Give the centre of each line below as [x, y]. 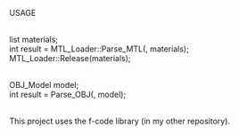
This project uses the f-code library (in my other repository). [119, 121]
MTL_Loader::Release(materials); [70, 58]
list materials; [34, 40]
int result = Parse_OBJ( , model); [68, 94]
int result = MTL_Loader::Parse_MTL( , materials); [99, 49]
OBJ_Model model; [44, 85]
